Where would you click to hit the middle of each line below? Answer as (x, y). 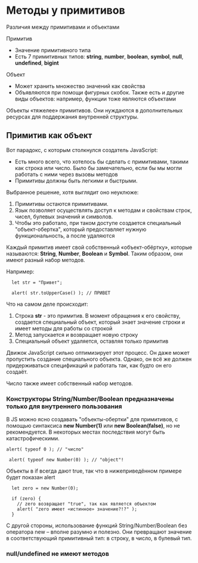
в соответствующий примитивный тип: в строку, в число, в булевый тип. (99, 538)
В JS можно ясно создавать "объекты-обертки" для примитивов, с (92, 419)
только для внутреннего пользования (64, 406)
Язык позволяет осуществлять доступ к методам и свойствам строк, (103, 210)
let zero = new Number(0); (45, 488)
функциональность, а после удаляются (65, 235)
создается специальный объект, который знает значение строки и (100, 322)
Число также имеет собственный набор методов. (69, 383)
